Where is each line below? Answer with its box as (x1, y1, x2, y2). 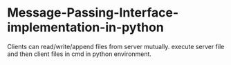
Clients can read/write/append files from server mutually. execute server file (7, 42, 225, 50)
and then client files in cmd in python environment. (7, 50, 152, 58)
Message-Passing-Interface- (7, 5, 179, 21)
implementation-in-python (7, 19, 164, 35)
